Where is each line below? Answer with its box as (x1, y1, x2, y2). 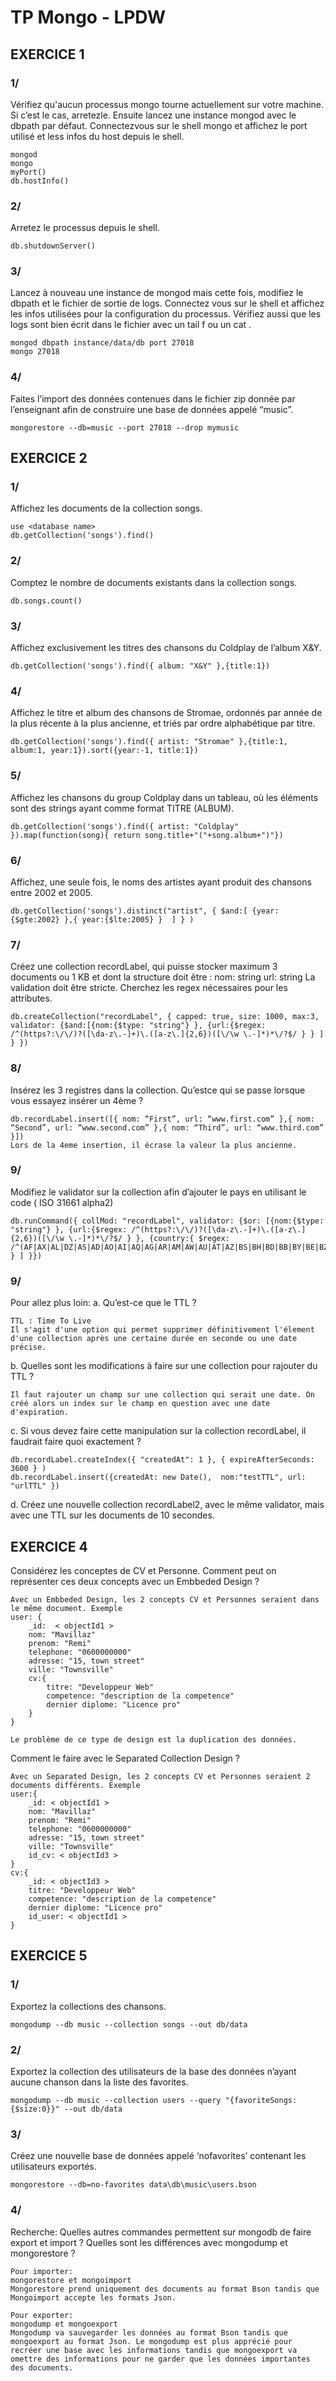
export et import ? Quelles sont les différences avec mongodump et (10, 2236, 288, 2248)
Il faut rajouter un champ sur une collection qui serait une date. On (10, 1390, 315, 1400)
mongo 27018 (10, 347, 60, 357)
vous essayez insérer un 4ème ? (10, 1094, 144, 1106)
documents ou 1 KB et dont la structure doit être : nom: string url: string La (10, 971, 316, 983)
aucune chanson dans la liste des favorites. (10, 2076, 189, 2088)
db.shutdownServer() (10, 241, 97, 251)
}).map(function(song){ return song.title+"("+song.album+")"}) (10, 830, 284, 840)
